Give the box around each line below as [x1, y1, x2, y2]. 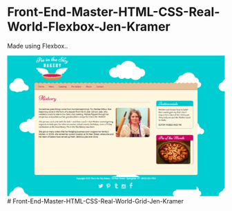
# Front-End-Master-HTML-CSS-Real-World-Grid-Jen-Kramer [7, 197, 184, 205]
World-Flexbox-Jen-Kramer [7, 19, 171, 35]
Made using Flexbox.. [7, 42, 68, 50]
